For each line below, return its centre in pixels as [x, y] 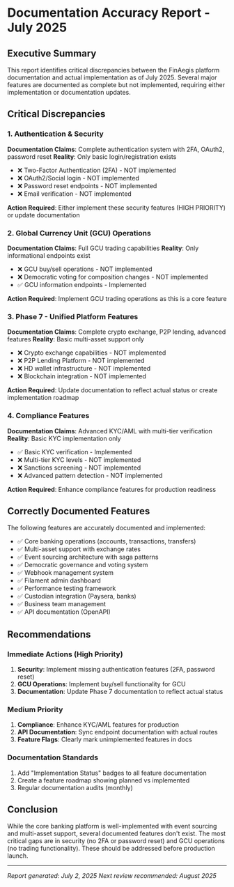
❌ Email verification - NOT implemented [75, 194]
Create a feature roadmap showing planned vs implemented [103, 780]
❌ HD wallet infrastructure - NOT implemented [84, 369]
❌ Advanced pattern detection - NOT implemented [90, 475]
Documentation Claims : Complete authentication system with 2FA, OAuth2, [116, 149]
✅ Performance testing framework [67, 588]
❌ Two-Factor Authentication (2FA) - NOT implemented [96, 170]
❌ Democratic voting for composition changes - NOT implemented [112, 277]
